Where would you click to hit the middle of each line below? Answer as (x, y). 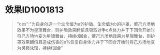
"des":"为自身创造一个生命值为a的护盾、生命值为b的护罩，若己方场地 (86, 24)
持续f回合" (53, 48)
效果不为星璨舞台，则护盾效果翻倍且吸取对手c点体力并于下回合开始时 (86, 30)
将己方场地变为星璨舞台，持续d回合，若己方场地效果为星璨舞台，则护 (86, 36)
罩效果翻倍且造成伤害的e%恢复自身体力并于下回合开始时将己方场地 (84, 42)
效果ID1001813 (35, 10)
